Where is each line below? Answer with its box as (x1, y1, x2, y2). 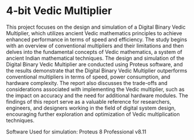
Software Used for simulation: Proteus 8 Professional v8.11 (6, 128, 147, 135)
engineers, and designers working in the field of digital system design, (6, 104, 176, 111)
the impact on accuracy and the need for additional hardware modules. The (6, 92, 189, 99)
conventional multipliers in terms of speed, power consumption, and (6, 73, 171, 80)
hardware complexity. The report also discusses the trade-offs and (6, 79, 168, 86)
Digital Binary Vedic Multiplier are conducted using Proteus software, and (6, 60, 183, 68)
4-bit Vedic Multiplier (6, 4, 113, 18)
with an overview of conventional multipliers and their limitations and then (6, 42, 184, 49)
